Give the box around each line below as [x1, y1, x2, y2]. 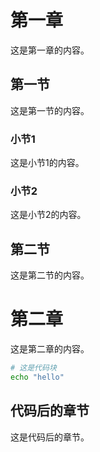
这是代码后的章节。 [10, 431, 90, 443]
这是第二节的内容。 [10, 269, 90, 281]
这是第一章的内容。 [10, 44, 90, 56]
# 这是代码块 [10, 363, 57, 373]
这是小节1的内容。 [10, 157, 85, 169]
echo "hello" [10, 372, 65, 382]
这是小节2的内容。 [10, 209, 87, 221]
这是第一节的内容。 [10, 104, 90, 116]
